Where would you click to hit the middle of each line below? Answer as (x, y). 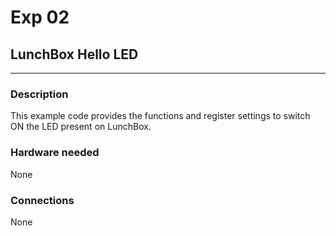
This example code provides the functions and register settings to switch (160, 116)
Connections (42, 200)
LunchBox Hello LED (74, 54)
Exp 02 (40, 17)
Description (39, 94)
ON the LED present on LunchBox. (81, 127)
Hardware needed (55, 153)
